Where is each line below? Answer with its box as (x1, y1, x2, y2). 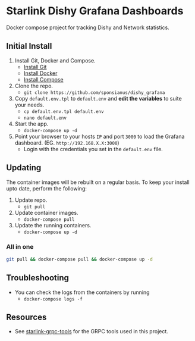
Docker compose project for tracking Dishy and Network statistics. (6, 24, 169, 31)
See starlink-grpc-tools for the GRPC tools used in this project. (14, 328, 168, 335)
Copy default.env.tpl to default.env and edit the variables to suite (14, 95, 183, 102)
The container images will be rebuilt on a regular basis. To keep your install (6, 179, 190, 186)
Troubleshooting (6, 273, 70, 283)
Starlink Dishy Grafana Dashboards (6, 4, 184, 18)
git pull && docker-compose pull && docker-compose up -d (6, 256, 153, 262)
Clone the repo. (14, 82, 54, 89)
